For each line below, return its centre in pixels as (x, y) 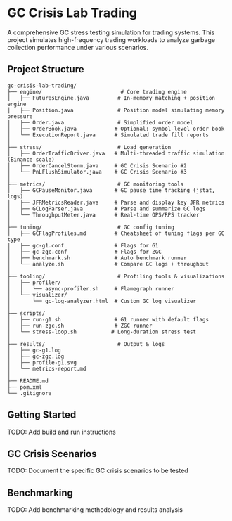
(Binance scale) (31, 160)
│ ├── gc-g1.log (34, 350)
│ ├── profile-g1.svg (42, 362)
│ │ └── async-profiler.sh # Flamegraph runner (91, 289)
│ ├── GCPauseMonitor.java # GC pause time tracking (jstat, (111, 190)
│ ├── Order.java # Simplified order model (100, 122)
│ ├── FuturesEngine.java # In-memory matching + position (111, 98)
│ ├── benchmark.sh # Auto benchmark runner (97, 258)
